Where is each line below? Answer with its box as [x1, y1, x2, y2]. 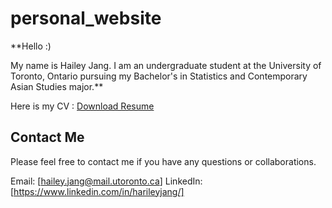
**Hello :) [10, 40, 52, 52]
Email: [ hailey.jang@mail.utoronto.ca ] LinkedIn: [10, 175, 203, 187]
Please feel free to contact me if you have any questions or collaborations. [10, 155, 317, 167]
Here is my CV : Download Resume [10, 100, 155, 112]
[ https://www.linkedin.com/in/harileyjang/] [10, 185, 185, 197]
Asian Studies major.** [10, 80, 104, 92]
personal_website [10, 7, 162, 30]
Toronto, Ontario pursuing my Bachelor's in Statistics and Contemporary [10, 70, 308, 82]
